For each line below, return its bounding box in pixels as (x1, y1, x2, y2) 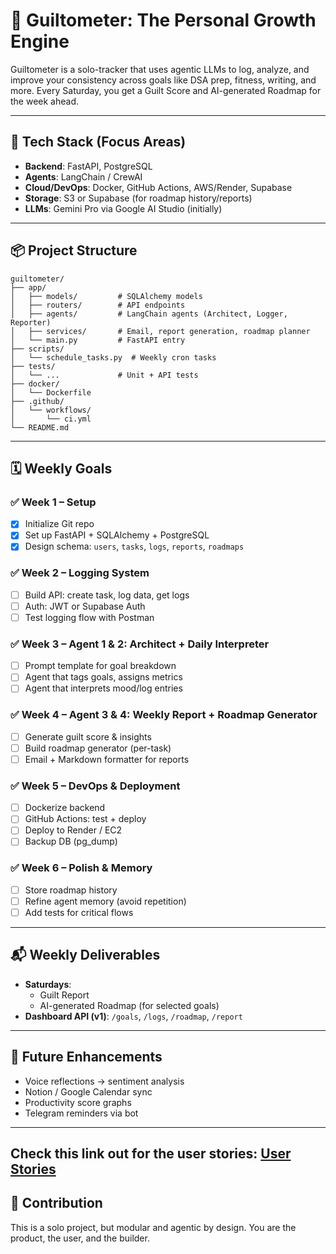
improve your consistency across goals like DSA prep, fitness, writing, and (10, 74, 317, 86)
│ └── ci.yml (10, 414, 92, 424)
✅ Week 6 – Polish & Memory (10, 861, 153, 875)
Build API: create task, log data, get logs (24, 589, 190, 601)
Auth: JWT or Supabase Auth (24, 600, 146, 612)
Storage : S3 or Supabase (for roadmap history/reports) (24, 192, 253, 204)
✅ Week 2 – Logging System (10, 566, 150, 580)
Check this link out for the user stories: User (10, 1145, 292, 1162)
